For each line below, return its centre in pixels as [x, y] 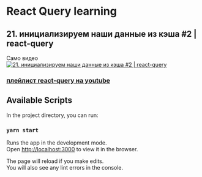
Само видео [22, 58]
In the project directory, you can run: [52, 115]
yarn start [22, 130]
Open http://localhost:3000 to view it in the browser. [72, 149]
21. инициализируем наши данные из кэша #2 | [102, 34]
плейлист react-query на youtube [58, 80]
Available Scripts [39, 100]
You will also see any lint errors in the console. [65, 168]
